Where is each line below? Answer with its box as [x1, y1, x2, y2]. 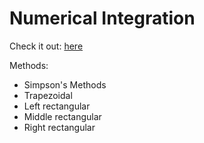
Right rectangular [23, 121, 96, 133]
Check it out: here [9, 40, 84, 52]
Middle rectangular [23, 110, 102, 122]
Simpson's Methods [23, 78, 107, 91]
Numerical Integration [9, 7, 196, 30]
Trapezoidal [23, 89, 73, 101]
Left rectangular [23, 100, 91, 112]
